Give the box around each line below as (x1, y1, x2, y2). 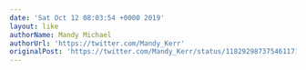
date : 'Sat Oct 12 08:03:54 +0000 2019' (9, 13, 166, 23)
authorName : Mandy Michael (9, 30, 112, 39)
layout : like (9, 22, 59, 31)
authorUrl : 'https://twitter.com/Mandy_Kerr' (9, 38, 185, 48)
